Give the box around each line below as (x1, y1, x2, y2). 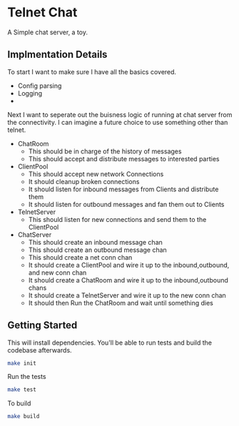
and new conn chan (28, 268, 87, 277)
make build (7, 413, 40, 420)
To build (7, 399, 31, 407)
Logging (17, 88, 43, 97)
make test (7, 386, 37, 393)
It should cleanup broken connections (28, 177, 140, 186)
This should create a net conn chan (28, 253, 133, 261)
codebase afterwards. (7, 345, 73, 354)
